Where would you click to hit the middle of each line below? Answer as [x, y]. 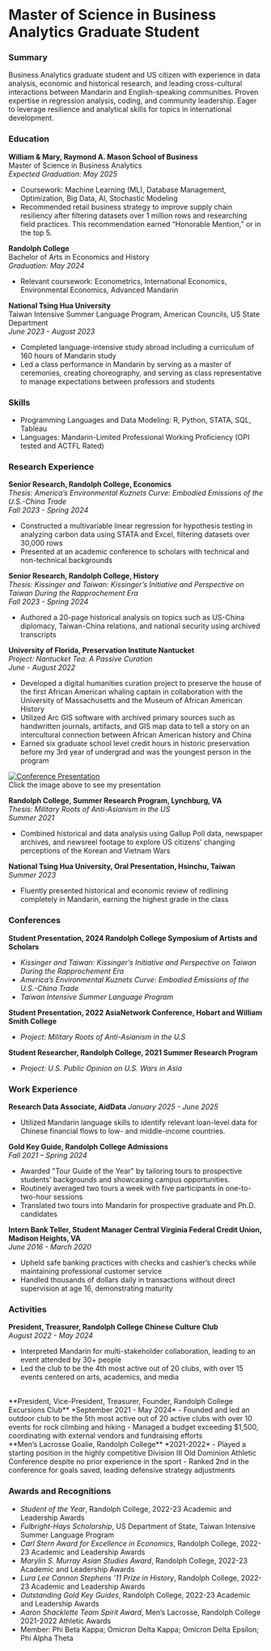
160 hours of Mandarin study [68, 355]
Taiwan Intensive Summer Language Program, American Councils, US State [134, 314]
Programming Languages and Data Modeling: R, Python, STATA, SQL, [135, 420]
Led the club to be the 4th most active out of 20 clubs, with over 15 [132, 1368]
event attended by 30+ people [70, 1360]
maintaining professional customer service [91, 1271]
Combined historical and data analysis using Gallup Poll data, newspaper [141, 834]
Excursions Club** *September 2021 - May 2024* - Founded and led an [129, 1410]
